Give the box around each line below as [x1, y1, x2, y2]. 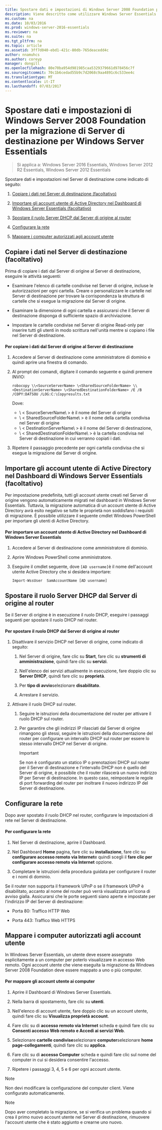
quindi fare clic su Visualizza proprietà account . [12, 1013, 109, 1019]
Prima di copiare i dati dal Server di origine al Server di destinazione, [5, 268, 141, 274]
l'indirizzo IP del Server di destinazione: [5, 898, 84, 904]
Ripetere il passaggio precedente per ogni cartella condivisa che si [12, 445, 145, 451]
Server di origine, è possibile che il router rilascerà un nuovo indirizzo [19, 770, 157, 776]
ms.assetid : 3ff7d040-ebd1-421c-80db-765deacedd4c [5, 48, 109, 52]
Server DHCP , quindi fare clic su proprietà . [19, 673, 106, 679]
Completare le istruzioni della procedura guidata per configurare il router [12, 869, 157, 874]
